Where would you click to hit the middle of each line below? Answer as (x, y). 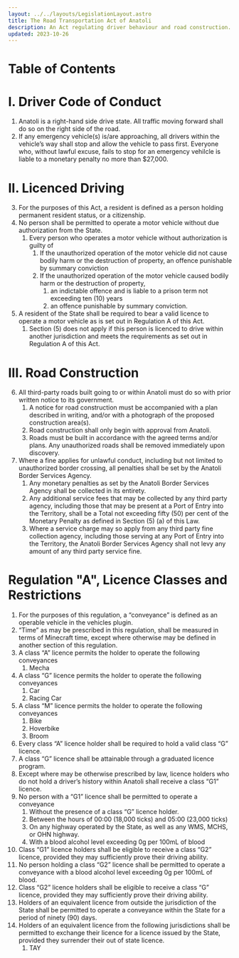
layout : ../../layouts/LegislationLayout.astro (80, 14)
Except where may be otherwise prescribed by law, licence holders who (124, 774)
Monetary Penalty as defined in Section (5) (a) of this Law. (114, 521)
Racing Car (45, 698)
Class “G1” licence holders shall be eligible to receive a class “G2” (115, 850)
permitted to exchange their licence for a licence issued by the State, (119, 933)
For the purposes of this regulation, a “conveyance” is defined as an (118, 615)
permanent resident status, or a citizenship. (82, 215)
